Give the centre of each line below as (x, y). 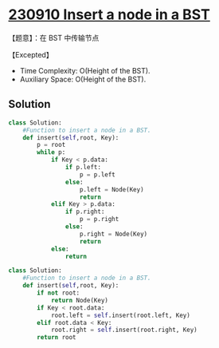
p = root (51, 145)
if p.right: (85, 212)
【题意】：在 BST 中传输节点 (54, 38)
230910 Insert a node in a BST (109, 15)
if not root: (59, 293)
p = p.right (99, 219)
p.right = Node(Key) (113, 234)
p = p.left (97, 174)
